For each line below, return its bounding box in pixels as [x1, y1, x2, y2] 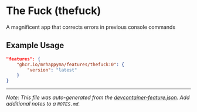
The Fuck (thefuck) [6, 4, 101, 18]
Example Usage [6, 40, 64, 50]
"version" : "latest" [27, 67, 77, 73]
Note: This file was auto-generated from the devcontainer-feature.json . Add [6, 94, 190, 101]
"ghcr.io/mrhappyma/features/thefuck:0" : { [16, 62, 125, 67]
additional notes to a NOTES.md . [6, 100, 80, 107]
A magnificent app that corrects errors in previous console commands [6, 23, 176, 30]
